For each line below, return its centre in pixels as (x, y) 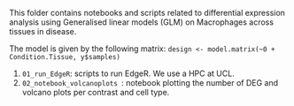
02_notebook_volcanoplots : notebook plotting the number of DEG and (150, 83)
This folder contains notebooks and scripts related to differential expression (147, 13)
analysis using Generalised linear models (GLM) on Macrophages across (142, 22)
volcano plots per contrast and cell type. (96, 92)
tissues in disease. (43, 31)
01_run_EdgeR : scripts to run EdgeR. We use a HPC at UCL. (128, 73)
